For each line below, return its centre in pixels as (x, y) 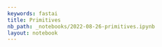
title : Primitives (34, 20)
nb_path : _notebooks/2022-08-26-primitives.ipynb (81, 26)
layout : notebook (33, 33)
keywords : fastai (33, 13)
